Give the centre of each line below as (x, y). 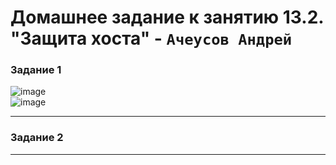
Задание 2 (37, 138)
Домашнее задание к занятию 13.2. (167, 17)
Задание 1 (36, 70)
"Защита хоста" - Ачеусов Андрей (151, 38)
